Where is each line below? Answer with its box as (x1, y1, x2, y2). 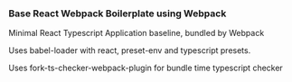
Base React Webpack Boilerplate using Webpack (8, 7, 227, 20)
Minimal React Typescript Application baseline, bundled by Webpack (8, 28, 265, 39)
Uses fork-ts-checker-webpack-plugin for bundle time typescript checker (8, 62, 284, 74)
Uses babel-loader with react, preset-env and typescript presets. (8, 45, 251, 56)
